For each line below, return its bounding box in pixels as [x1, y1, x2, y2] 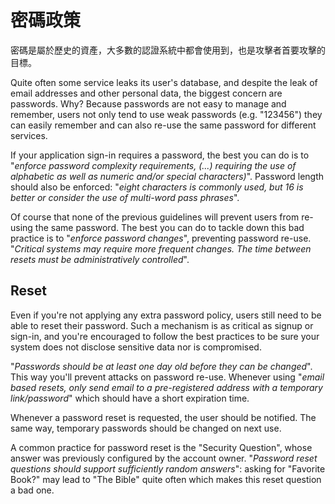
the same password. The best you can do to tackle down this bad [34, 221, 305, 233]
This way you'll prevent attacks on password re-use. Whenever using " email [10, 371, 325, 383]
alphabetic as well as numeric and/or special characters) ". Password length [10, 170, 325, 182]
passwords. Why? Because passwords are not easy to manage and [10, 97, 287, 110]
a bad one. [10, 484, 55, 496]
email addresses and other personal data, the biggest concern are [10, 87, 283, 99]
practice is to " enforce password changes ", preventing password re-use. [10, 232, 312, 244]
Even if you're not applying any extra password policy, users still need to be [10, 309, 322, 321]
